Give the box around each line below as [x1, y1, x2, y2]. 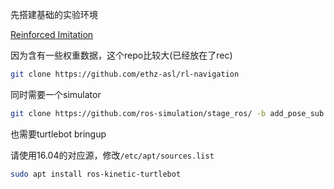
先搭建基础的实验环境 [10, 9, 98, 20]
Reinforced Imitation [10, 29, 94, 40]
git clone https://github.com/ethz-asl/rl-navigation [10, 69, 240, 79]
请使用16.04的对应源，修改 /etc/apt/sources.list [10, 149, 215, 161]
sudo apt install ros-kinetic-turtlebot [10, 169, 182, 179]
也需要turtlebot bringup [10, 128, 107, 140]
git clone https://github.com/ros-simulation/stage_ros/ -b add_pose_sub [10, 108, 325, 118]
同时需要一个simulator [10, 88, 102, 100]
